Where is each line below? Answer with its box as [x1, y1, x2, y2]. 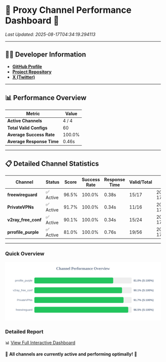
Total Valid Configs [7, 125, 48, 131]
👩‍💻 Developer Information [5, 51, 86, 59]
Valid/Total [129, 179, 152, 185]
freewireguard [7, 192, 38, 198]
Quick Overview [5, 250, 44, 257]
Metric [26, 111, 41, 117]
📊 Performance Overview [5, 94, 86, 102]
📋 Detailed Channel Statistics [5, 159, 99, 168]
